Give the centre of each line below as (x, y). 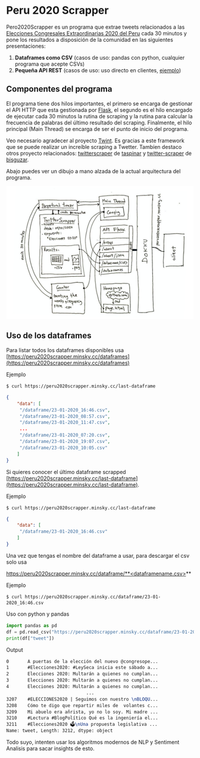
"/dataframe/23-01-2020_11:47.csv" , (65, 423)
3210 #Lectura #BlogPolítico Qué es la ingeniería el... (82, 718)
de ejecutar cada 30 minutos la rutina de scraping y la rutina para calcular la (99, 116)
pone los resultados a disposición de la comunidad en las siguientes (90, 39)
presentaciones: (26, 46)
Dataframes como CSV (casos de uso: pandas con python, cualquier (100, 57)
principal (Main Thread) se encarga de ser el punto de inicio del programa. (97, 129)
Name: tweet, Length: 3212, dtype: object (60, 731)
